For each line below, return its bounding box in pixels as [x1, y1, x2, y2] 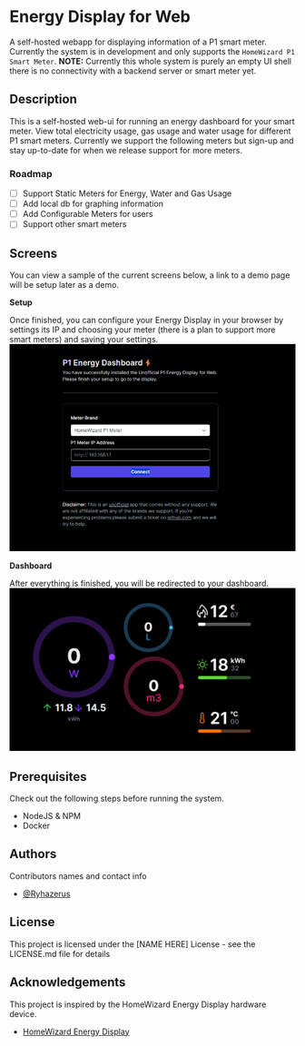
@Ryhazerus [22, 888, 71, 899]
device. [9, 1008, 37, 1019]
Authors [9, 846, 57, 862]
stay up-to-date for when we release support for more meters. [9, 144, 243, 155]
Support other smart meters [22, 219, 127, 230]
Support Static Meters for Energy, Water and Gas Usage [22, 188, 232, 199]
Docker [22, 820, 51, 832]
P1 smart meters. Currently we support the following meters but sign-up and [9, 134, 294, 146]
